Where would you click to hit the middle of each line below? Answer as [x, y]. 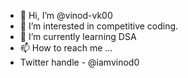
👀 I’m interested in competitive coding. [99, 26]
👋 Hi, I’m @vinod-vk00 [66, 15]
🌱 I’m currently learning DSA [78, 36]
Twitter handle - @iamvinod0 [79, 62]
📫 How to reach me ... [66, 48]
